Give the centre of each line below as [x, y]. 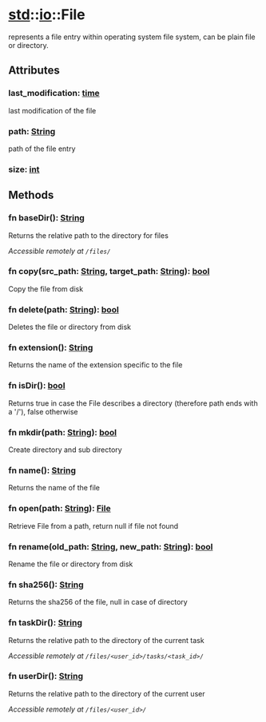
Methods [31, 195]
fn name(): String [42, 470]
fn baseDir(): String [47, 218]
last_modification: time [54, 93]
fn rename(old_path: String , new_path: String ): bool [111, 546]
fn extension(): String [51, 347]
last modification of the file [52, 110]
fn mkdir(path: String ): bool [63, 432]
